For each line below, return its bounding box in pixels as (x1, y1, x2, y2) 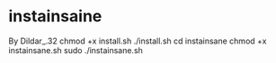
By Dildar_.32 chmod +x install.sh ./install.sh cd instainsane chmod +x (8, 35, 267, 46)
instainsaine (8, 6, 102, 27)
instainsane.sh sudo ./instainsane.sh (8, 44, 143, 55)
